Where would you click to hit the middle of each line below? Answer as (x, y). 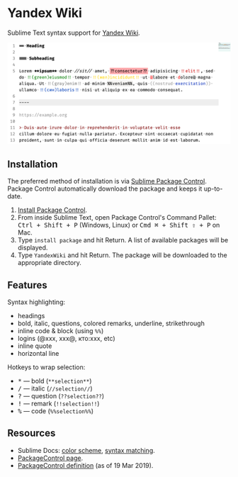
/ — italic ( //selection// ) (55, 388)
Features (27, 285)
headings (31, 315)
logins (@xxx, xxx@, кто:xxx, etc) (66, 338)
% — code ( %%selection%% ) (56, 411)
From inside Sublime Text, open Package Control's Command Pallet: (117, 218)
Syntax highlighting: (36, 302)
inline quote (35, 346)
